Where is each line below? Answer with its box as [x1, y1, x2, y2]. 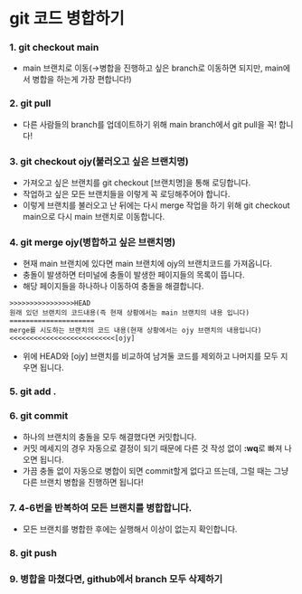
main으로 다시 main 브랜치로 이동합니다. [22, 212, 165, 222]
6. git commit [9, 410, 69, 422]
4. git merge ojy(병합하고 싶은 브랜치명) [9, 236, 176, 249]
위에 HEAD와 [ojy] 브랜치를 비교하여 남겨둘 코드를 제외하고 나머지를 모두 [22, 351, 278, 362]
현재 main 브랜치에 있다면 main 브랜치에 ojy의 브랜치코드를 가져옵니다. [22, 259, 273, 269]
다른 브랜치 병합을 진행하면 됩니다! [22, 476, 144, 487]
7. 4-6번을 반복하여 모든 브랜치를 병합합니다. [9, 501, 193, 514]
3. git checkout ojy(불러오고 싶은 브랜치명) [9, 155, 189, 167]
